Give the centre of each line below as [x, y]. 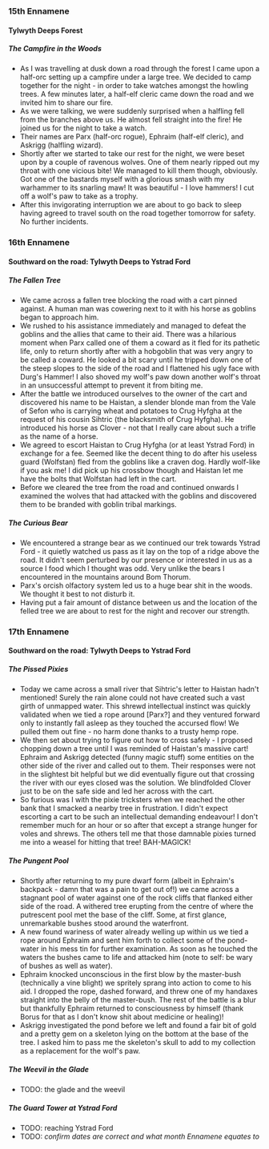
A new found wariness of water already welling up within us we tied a [134, 932]
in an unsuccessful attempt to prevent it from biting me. [111, 385]
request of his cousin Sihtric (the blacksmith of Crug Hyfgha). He [127, 419]
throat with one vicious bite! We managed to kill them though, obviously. [139, 171]
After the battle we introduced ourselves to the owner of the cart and [133, 393]
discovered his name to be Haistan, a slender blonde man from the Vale [138, 402]
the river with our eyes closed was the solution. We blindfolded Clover [135, 783]
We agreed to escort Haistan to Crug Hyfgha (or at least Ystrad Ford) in [137, 444]
